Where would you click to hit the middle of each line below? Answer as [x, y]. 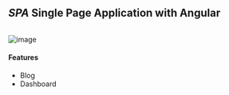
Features [23, 57]
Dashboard [38, 84]
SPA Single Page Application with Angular [114, 13]
